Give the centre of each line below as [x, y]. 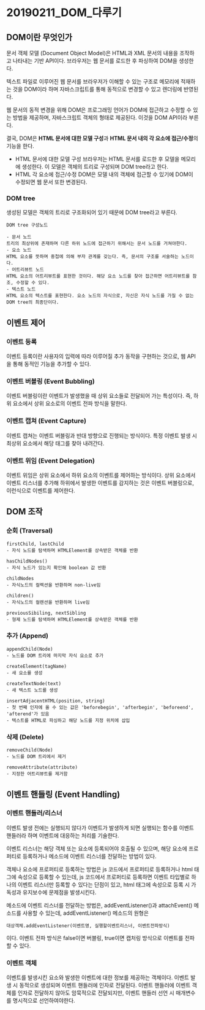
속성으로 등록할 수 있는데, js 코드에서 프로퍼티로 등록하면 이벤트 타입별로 [104, 877]
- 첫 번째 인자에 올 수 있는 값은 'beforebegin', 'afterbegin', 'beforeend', [100, 707]
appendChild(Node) [30, 649]
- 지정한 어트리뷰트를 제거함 [37, 774]
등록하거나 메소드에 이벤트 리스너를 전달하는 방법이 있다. [90, 856]
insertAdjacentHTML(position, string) [56, 701]
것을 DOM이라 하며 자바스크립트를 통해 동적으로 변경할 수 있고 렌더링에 [97, 89]
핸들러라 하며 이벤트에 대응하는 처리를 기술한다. [63, 835]
